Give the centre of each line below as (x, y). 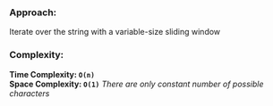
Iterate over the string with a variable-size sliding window (115, 32)
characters (30, 93)
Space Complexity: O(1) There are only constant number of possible (136, 84)
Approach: (33, 12)
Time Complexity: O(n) (52, 74)
